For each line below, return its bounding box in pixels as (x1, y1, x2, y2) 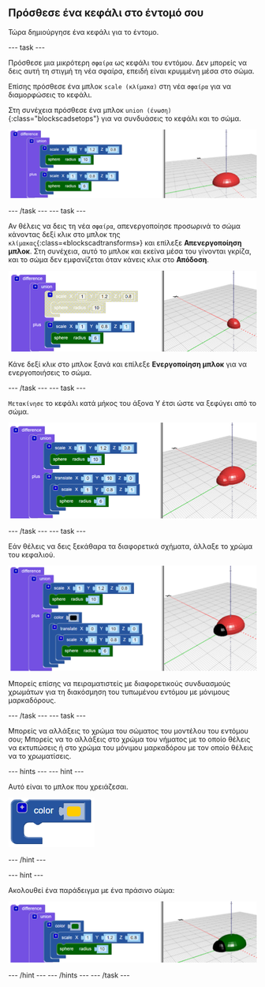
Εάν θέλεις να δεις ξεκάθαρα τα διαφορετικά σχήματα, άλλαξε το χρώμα (8, 541, 253, 551)
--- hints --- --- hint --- (8, 766, 84, 776)
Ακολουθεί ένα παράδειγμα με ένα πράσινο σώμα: (8, 885, 175, 895)
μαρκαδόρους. (8, 695, 57, 705)
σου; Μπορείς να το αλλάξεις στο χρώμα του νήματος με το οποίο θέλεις (8, 734, 251, 744)
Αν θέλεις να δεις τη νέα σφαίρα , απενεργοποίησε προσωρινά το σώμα (8, 221, 241, 231)
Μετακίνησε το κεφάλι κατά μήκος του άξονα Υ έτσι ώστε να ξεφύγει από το (8, 399, 257, 408)
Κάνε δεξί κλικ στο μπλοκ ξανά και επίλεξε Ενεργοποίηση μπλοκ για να (8, 359, 247, 370)
